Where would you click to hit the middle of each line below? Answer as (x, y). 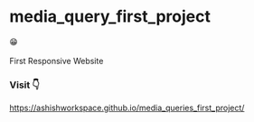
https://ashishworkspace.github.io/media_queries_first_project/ (127, 108)
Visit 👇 (25, 85)
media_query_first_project (110, 17)
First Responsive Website (56, 61)
